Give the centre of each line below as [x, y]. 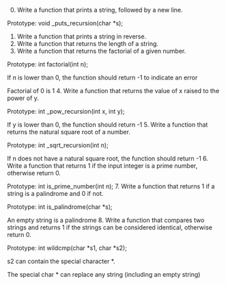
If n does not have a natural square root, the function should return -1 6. [108, 158]
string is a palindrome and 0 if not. [55, 194]
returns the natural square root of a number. [69, 132]
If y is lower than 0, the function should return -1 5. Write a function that [108, 125]
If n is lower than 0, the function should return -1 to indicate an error [102, 77]
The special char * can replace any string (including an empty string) [104, 274]
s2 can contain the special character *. [61, 261]
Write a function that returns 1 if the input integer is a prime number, [102, 166]
